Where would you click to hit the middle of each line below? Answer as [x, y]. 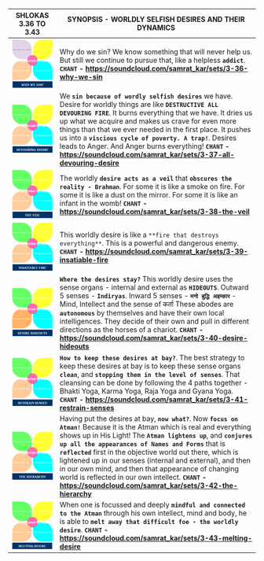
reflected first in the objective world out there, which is [149, 452]
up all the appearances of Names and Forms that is [142, 443]
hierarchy [75, 493]
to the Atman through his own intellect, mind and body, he [153, 513]
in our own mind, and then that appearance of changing [149, 468]
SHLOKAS [32, 15]
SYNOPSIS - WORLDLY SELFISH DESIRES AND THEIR [156, 19]
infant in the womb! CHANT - [103, 203]
